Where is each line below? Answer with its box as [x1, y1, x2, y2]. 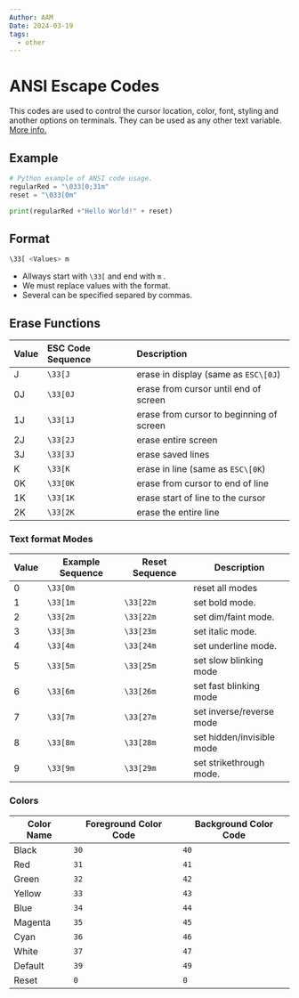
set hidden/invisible [193, 731, 276, 743]
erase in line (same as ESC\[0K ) [136, 463, 266, 475]
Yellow [13, 887, 42, 899]
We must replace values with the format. [21, 280, 171, 291]
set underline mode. [193, 640, 278, 653]
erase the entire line [136, 507, 220, 518]
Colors [9, 794, 39, 807]
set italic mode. [193, 625, 257, 637]
